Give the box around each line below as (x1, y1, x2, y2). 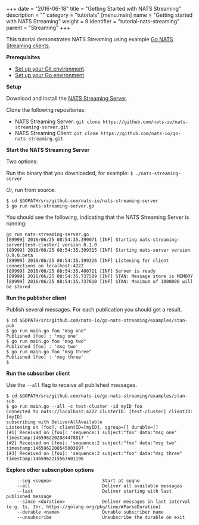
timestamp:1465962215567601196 (6, 456, 84, 462)
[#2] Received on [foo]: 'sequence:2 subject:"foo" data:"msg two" (6, 440, 178, 446)
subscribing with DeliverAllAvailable (6, 419, 102, 425)
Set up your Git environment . (14, 65, 86, 72)
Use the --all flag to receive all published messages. (6, 381, 138, 388)
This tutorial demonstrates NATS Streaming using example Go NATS (6, 36, 173, 42)
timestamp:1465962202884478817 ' (6, 435, 89, 441)
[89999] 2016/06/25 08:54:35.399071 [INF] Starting (6, 237, 137, 243)
